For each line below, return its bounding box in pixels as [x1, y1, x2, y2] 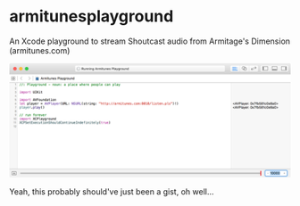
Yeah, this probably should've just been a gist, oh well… [9, 185, 214, 197]
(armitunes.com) [9, 45, 71, 55]
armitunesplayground [9, 6, 174, 27]
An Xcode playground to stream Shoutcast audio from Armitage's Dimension [9, 36, 291, 46]
